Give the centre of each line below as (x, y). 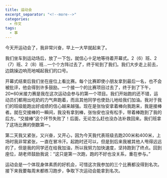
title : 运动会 (19, 10)
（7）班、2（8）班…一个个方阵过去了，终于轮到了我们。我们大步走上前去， (83, 64)
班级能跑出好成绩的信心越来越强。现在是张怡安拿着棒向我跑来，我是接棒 (88, 106)
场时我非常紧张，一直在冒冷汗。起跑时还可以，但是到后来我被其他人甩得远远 (83, 141)
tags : (11, 28)
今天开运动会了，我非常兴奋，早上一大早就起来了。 (57, 47)
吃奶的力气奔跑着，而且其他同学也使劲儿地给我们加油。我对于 (94, 100)
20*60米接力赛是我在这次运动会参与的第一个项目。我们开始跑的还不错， (80, 93)
